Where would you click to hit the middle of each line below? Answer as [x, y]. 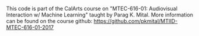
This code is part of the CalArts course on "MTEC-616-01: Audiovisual [92, 9]
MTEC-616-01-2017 [30, 27]
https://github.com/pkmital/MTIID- [136, 21]
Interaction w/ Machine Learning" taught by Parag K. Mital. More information [100, 15]
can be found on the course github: [49, 21]
